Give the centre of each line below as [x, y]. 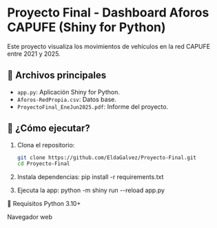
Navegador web [30, 217]
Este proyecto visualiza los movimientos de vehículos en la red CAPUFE [109, 46]
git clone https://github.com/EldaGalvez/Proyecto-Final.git [107, 157]
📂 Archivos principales [57, 75]
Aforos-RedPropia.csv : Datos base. [67, 99]
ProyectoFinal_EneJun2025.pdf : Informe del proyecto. [93, 106]
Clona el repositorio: [46, 145]
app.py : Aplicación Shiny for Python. [69, 92]
